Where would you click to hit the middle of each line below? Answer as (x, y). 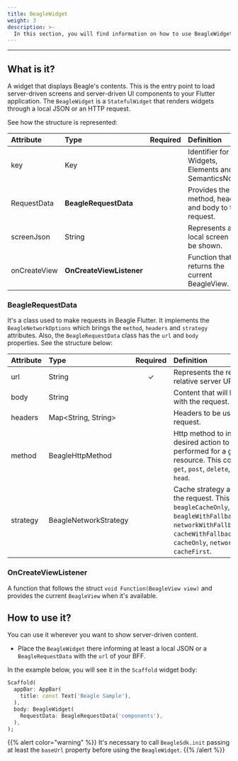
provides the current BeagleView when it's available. (83, 595)
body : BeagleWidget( (44, 709)
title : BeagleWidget (38, 14)
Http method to (199, 434)
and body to (208, 208)
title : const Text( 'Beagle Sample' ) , (76, 696)
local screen (208, 237)
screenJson (31, 237)
